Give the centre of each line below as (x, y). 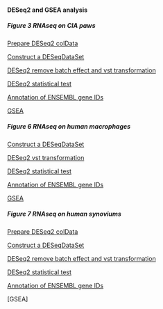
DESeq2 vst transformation (46, 157)
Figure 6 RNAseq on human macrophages (69, 127)
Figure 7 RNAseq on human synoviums (64, 214)
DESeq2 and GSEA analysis (48, 10)
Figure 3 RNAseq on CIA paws (51, 26)
